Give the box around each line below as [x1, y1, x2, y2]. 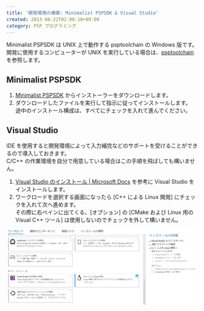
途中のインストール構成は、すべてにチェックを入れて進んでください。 [15, 107, 191, 114]
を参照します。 [6, 56, 44, 64]
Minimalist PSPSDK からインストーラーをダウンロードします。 [15, 92, 172, 99]
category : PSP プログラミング [6, 23, 77, 29]
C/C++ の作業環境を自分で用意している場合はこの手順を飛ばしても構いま [6, 157, 190, 165]
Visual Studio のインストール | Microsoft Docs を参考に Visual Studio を [15, 178, 195, 185]
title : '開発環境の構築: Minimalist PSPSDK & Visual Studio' [6, 10, 159, 16]
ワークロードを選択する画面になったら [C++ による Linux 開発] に [15, 193, 180, 200]
